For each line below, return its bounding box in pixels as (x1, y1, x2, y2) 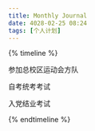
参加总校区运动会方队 (8, 65, 78, 74)
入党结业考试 (8, 99, 50, 109)
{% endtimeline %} (8, 115, 71, 125)
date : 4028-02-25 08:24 (8, 19, 88, 27)
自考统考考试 (8, 81, 50, 92)
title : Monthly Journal (8, 11, 88, 20)
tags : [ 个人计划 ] (8, 26, 61, 34)
